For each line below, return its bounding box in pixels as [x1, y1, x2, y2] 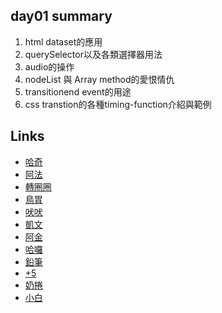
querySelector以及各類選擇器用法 [24, 48, 163, 60]
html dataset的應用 [24, 35, 103, 48]
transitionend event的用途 [24, 85, 132, 98]
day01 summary [10, 8, 113, 25]
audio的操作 [24, 60, 75, 73]
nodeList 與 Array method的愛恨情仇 [24, 73, 175, 85]
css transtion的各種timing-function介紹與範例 [24, 98, 212, 110]
